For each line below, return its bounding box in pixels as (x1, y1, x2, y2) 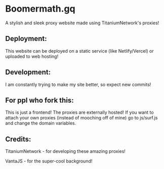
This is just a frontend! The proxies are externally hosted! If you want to (5, 109, 154, 115)
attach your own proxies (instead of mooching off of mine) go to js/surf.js (5, 115, 158, 121)
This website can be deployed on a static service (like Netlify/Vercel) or (5, 48, 154, 54)
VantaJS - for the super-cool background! (5, 158, 93, 164)
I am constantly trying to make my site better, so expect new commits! (5, 81, 151, 88)
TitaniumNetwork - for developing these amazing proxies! (5, 148, 126, 154)
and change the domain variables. (5, 120, 76, 126)
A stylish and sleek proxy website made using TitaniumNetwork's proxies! (5, 20, 159, 26)
